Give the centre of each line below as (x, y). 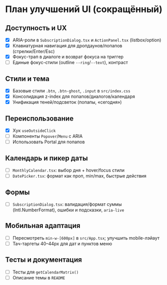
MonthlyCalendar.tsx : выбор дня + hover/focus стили (68, 170)
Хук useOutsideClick (34, 131)
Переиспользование (39, 118)
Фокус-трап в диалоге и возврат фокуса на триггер (68, 57)
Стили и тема (27, 78)
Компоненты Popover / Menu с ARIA (48, 136)
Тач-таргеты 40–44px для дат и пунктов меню (62, 244)
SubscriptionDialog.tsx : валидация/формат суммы (67, 204)
